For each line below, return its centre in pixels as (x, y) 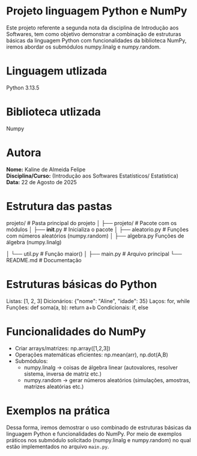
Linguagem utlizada (56, 71)
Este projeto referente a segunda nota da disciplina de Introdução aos (92, 28)
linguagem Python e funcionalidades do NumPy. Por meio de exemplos (94, 434)
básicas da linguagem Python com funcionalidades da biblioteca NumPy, (96, 40)
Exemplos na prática (58, 411)
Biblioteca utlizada (53, 112)
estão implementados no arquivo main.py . (58, 446)
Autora (24, 153)
